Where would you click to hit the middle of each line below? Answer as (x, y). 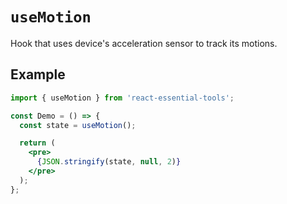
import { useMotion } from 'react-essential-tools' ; (122, 98)
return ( (37, 143)
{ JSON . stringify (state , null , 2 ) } (109, 162)
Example (38, 74)
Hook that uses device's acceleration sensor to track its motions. (144, 43)
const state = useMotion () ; (78, 125)
